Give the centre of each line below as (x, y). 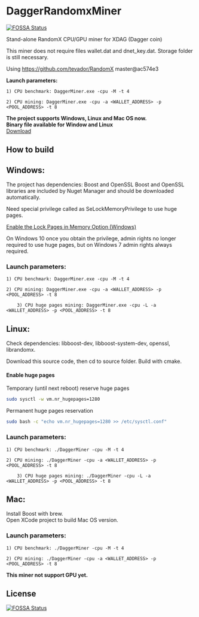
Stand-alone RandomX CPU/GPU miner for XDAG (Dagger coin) (84, 39)
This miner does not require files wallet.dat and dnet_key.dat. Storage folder (99, 51)
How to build (30, 150)
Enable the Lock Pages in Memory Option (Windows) (71, 227)
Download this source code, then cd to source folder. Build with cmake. (94, 361)
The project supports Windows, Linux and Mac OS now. (77, 118)
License (21, 594)
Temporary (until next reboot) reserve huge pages (68, 388)
